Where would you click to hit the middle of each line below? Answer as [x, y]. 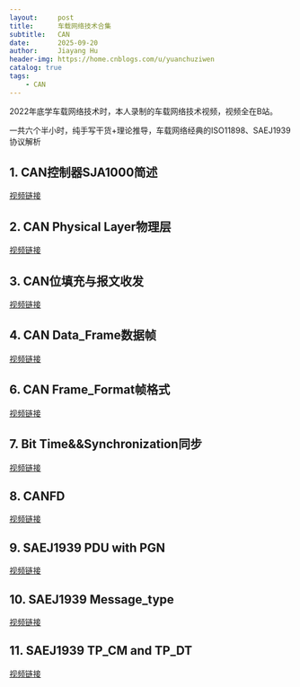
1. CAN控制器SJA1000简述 [84, 173]
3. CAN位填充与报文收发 [77, 281]
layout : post [42, 18]
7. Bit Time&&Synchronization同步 [106, 444]
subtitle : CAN [40, 34]
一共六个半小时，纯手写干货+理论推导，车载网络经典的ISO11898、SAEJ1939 [150, 130]
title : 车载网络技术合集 [61, 26]
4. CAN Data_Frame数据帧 [83, 335]
